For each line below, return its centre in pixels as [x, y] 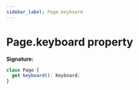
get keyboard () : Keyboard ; [46, 76]
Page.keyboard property [70, 42]
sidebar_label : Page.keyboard [45, 12]
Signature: [20, 59]
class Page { [23, 70]
